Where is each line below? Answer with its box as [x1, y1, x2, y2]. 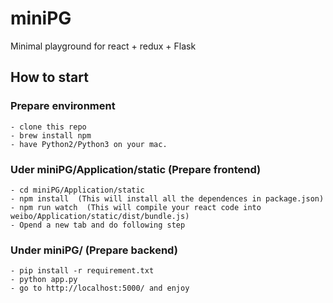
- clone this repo [10, 122, 87, 132]
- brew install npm [10, 130, 92, 141]
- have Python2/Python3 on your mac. [10, 139, 168, 149]
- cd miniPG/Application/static [10, 185, 145, 195]
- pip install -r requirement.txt [10, 266, 155, 276]
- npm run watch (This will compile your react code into [10, 202, 262, 212]
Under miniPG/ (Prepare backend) [10, 243, 178, 257]
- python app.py [10, 275, 78, 285]
